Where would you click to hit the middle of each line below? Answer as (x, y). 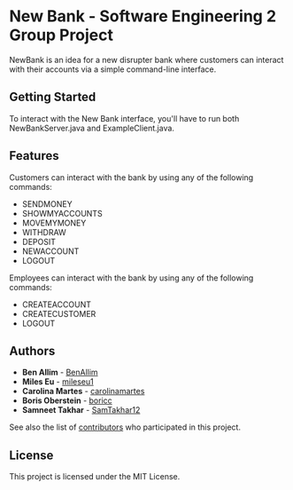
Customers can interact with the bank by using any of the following (131, 177)
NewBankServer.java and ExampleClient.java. (92, 128)
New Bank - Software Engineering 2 (143, 16)
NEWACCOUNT (50, 251)
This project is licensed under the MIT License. (95, 477)
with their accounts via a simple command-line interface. (113, 69)
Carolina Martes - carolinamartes (83, 391)
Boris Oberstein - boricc (67, 400)
